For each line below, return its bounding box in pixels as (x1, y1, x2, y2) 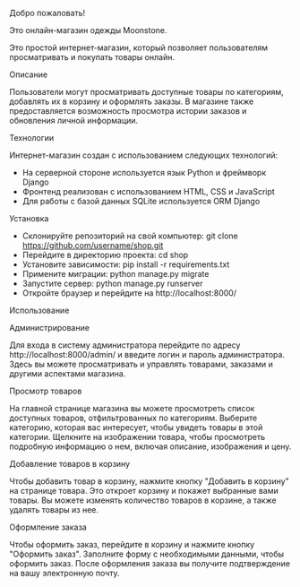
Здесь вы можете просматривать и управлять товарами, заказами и (9, 358, 273, 369)
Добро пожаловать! (9, 8, 86, 18)
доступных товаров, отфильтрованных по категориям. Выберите (9, 412, 258, 423)
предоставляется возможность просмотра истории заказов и (9, 106, 247, 116)
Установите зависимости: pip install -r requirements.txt (21, 259, 230, 270)
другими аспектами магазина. (9, 368, 126, 379)
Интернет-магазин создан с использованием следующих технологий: (9, 150, 279, 160)
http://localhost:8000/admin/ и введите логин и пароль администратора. (9, 350, 285, 359)
